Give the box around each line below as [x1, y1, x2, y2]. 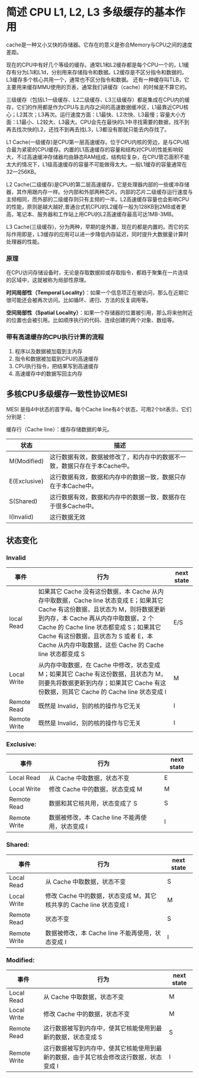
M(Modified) [9, 457, 44, 466]
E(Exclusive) [9, 477, 44, 485]
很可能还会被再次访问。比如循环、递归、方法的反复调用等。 [6, 297, 152, 304]
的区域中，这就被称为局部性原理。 [6, 276, 89, 284]
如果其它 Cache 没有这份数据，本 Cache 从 [38, 587, 158, 596]
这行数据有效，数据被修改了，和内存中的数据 [49, 453, 175, 461]
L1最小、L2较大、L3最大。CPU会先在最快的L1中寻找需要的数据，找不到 [16, 118, 190, 125]
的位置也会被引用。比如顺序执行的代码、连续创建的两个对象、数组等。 [6, 316, 178, 324]
